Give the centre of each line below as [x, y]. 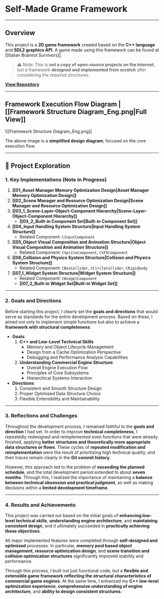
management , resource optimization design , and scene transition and [77, 551]
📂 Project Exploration [38, 166]
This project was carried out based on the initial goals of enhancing [73, 516]
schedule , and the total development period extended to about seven [75, 472]
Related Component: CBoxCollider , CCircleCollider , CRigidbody [83, 268]
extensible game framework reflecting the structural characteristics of [78, 576]
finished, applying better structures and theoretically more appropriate [78, 442]
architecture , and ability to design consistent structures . [63, 592]
